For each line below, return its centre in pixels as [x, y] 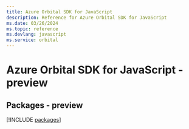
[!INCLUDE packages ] [34, 120]
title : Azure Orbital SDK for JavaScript [60, 12]
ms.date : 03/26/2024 [33, 23]
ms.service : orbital [33, 40]
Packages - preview [45, 105]
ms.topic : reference [33, 29]
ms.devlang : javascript [36, 35]
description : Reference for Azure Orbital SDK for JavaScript [87, 18]
